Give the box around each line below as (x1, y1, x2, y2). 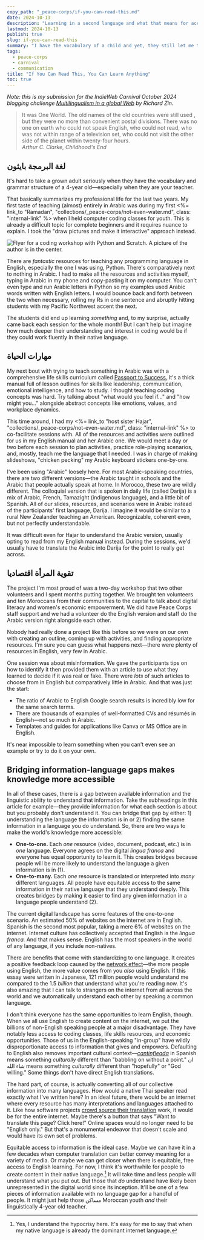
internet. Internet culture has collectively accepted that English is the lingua (7, 930, 196, 937)
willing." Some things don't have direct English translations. (7, 1069, 154, 1076)
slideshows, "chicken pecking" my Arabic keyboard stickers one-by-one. (7, 456, 189, 464)
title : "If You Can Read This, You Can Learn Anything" (7, 71, 151, 77)
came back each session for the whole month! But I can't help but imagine (7, 321, 192, 328)
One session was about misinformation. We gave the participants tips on (7, 659, 188, 667)
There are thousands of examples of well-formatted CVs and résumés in (15, 710, 196, 717)
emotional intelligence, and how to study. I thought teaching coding (7, 386, 175, 394)
